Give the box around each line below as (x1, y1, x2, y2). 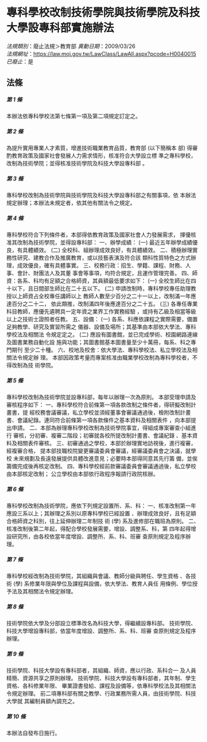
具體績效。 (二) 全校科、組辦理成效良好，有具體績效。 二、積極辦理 (22, 246, 193, 254)
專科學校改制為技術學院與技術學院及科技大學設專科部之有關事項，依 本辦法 (6, 192, 197, 199)
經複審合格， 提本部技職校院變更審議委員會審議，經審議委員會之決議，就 (6, 447, 191, 455)
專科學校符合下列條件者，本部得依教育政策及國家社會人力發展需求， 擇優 (6, 231, 191, 238)
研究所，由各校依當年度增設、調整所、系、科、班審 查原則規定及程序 (11, 533, 186, 541)
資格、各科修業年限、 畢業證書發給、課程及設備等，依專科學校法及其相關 (6, 682, 191, 690)
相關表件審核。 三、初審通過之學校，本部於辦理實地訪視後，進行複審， (17, 440, 197, 447)
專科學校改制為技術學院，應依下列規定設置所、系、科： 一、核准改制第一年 (6, 502, 197, 510)
